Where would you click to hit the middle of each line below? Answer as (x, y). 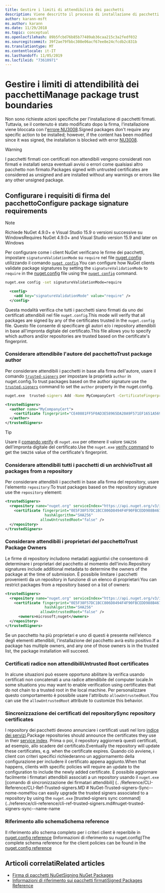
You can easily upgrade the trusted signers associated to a (89, 793)
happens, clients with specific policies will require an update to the (72, 767)
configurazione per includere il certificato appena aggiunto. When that (76, 761)
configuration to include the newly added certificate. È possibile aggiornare (81, 772)
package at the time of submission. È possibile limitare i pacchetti (71, 574)
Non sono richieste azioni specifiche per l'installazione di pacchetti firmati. (81, 119)
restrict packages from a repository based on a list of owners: (68, 584)
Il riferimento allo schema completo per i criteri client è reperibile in (73, 832)
